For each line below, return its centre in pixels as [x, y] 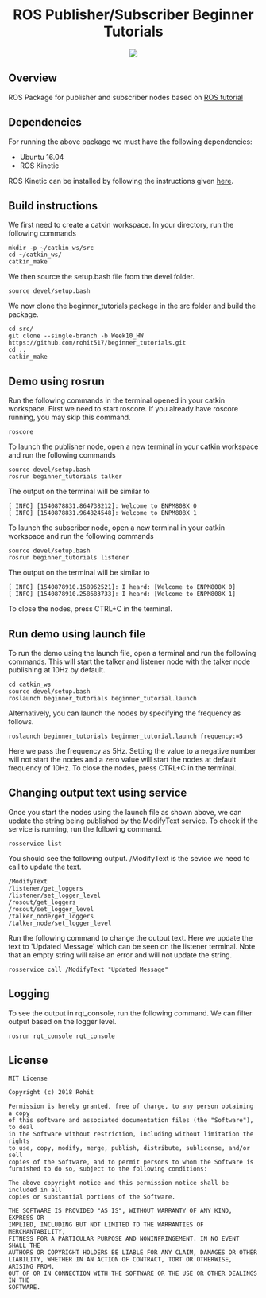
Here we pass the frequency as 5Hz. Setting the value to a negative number [132, 751]
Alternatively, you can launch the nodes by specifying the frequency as [125, 713]
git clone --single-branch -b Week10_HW [76, 336]
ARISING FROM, [32, 1267]
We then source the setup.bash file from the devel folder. [101, 277]
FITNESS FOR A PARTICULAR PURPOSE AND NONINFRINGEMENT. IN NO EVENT [124, 1239]
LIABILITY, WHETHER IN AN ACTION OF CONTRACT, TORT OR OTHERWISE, [120, 1260]
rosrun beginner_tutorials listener [69, 558]
